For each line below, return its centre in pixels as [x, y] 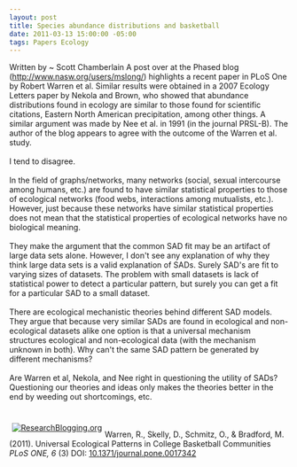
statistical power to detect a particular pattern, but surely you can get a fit [144, 284]
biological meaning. [45, 228]
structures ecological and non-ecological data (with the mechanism [133, 340]
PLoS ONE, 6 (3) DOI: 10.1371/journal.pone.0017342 [103, 454]
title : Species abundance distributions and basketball [114, 26]
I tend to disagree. [43, 161]
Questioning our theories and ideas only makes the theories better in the [141, 387]
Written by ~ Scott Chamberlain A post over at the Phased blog [124, 67]
